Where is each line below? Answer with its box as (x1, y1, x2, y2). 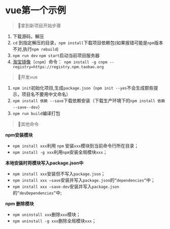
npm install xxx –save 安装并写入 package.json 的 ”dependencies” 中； (12, 177, 156, 183)
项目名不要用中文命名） (21, 91, 71, 97)
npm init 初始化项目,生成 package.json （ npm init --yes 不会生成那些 (12, 84, 154, 91)
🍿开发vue (17, 74, 38, 80)
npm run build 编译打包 (12, 110, 60, 116)
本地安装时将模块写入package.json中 (5, 160, 84, 166)
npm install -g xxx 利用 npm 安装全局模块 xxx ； (12, 149, 108, 155)
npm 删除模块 (5, 201, 34, 207)
